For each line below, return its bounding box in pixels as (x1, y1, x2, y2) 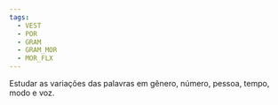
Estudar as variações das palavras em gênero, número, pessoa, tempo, (9, 79, 270, 88)
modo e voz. (9, 87, 55, 98)
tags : (9, 12, 29, 22)
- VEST (17, 21, 42, 30)
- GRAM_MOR (17, 46, 58, 55)
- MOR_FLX (17, 54, 53, 63)
